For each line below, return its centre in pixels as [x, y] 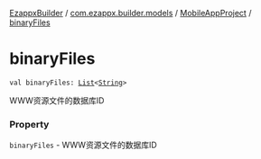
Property [29, 124]
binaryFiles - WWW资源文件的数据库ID [83, 145]
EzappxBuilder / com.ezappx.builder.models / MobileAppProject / [130, 13]
